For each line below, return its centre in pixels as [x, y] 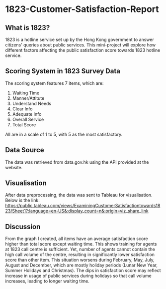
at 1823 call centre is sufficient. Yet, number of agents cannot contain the [80, 249]
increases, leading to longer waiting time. [47, 281]
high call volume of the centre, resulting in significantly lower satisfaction [80, 255]
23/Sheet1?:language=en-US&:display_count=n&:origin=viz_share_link [77, 211]
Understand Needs [32, 103]
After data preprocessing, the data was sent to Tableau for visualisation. [79, 195]
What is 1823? [28, 28]
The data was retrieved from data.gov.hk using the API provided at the [77, 162]
